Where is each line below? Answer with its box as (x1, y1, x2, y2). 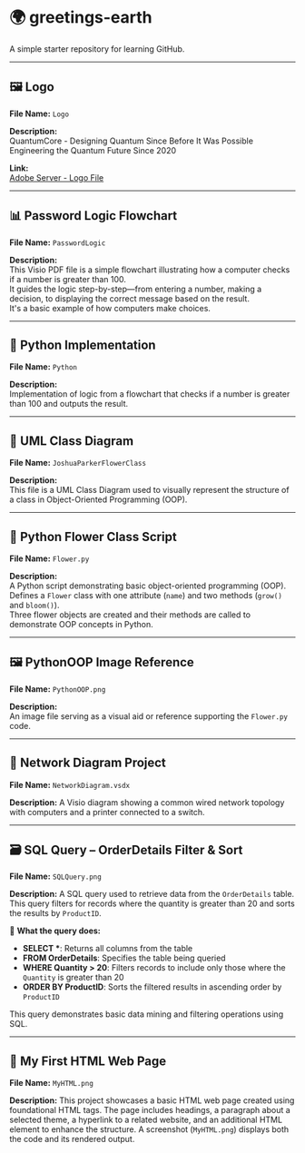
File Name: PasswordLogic (9, 237, 106, 248)
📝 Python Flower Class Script (9, 528, 177, 545)
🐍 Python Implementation (9, 337, 156, 352)
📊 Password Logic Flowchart (9, 208, 178, 223)
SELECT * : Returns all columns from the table (22, 943, 193, 954)
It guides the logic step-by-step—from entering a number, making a (9, 283, 262, 294)
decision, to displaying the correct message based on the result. (9, 292, 250, 304)
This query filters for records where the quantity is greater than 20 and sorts (9, 898, 295, 909)
